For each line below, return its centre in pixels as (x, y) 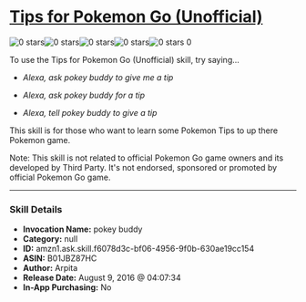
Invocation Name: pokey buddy (82, 229)
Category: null (50, 239)
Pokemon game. (40, 140)
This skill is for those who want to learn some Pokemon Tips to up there (144, 130)
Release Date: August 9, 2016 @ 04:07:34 (102, 278)
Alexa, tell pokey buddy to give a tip (90, 112)
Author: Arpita (50, 268)
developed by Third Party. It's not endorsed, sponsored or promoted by (143, 167)
